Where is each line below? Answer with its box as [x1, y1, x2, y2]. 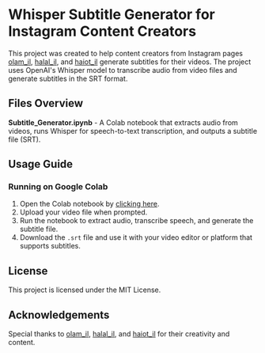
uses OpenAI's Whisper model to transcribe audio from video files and [8, 65, 237, 74]
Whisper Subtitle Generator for [8, 6, 215, 24]
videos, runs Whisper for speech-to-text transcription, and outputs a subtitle [8, 126, 258, 135]
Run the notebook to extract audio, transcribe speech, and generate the [19, 216, 254, 226]
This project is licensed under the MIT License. [8, 285, 161, 294]
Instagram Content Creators [8, 22, 196, 40]
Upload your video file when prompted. [19, 207, 148, 217]
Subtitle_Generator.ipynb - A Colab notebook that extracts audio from [8, 117, 239, 127]
